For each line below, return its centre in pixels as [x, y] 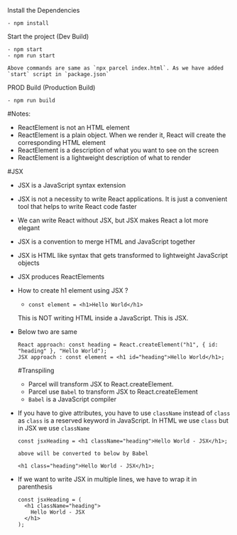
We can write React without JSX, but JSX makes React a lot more [113, 220]
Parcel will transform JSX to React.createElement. [101, 384]
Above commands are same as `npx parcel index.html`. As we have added [115, 68]
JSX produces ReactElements [61, 277]
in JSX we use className [54, 428]
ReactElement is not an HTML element [73, 128]
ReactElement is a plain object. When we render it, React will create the [122, 135]
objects [29, 263]
